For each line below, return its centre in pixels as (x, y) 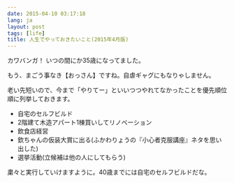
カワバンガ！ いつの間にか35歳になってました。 (76, 61)
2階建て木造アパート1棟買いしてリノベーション (85, 122)
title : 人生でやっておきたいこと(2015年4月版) (68, 40)
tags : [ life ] (26, 33)
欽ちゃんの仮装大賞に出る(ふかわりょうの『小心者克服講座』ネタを (113, 140)
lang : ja (20, 20)
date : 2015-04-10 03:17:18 (46, 14)
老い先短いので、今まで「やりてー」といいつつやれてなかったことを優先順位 (117, 90)
